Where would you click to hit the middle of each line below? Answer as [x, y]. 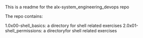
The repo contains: [24, 16]
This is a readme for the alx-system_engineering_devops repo [67, 7]
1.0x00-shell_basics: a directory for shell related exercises [63, 25]
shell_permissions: [24, 31]
